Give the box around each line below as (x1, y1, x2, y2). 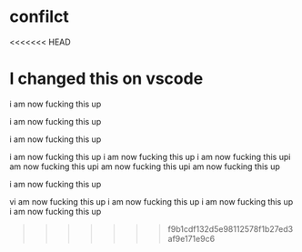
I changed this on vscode (9, 68, 204, 89)
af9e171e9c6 (167, 233, 216, 244)
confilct (9, 6, 70, 27)
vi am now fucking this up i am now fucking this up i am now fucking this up (9, 196, 294, 207)
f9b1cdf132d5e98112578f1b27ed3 (167, 223, 294, 234)
